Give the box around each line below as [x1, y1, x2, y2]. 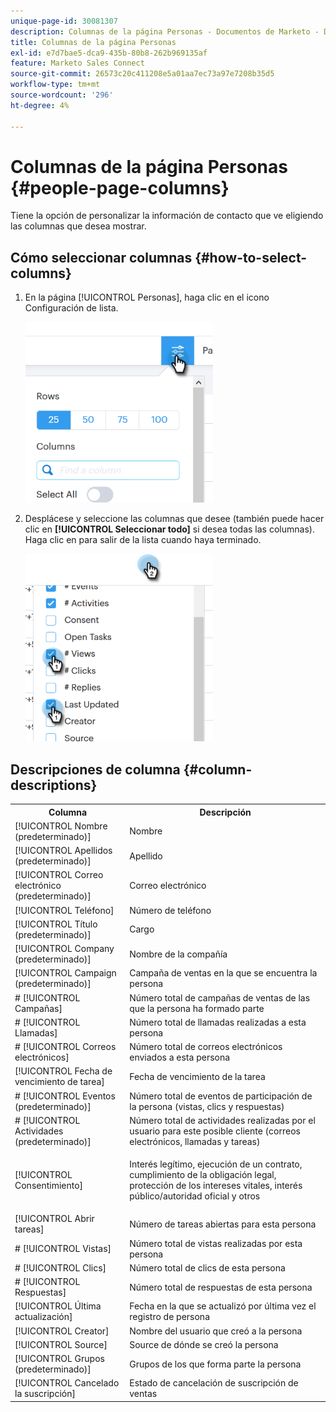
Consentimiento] [14, 1180, 84, 1192]
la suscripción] [14, 1388, 76, 1400]
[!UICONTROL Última [14, 1300, 102, 1312]
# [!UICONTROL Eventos [14, 1090, 116, 1102]
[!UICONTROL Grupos [14, 1353, 105, 1365]
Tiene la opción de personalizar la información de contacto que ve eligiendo [10, 210, 324, 222]
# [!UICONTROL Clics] [14, 1261, 107, 1274]
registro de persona [129, 1311, 210, 1323]
